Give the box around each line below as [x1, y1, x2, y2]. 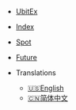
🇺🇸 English [27, 83, 65, 93]
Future [15, 53, 37, 62]
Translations [15, 68, 57, 78]
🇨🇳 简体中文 [27, 93, 69, 102]
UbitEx [15, 7, 38, 16]
